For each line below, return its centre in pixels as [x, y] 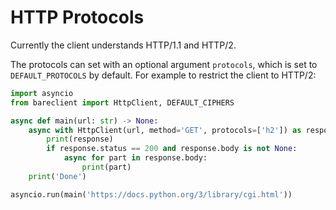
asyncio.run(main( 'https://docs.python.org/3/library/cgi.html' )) [151, 194]
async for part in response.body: [135, 158]
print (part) [106, 167]
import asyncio [42, 93]
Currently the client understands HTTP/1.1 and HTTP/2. [123, 45]
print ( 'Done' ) [57, 176]
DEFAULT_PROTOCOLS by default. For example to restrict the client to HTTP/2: [163, 75]
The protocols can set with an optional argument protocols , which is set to [164, 64]
